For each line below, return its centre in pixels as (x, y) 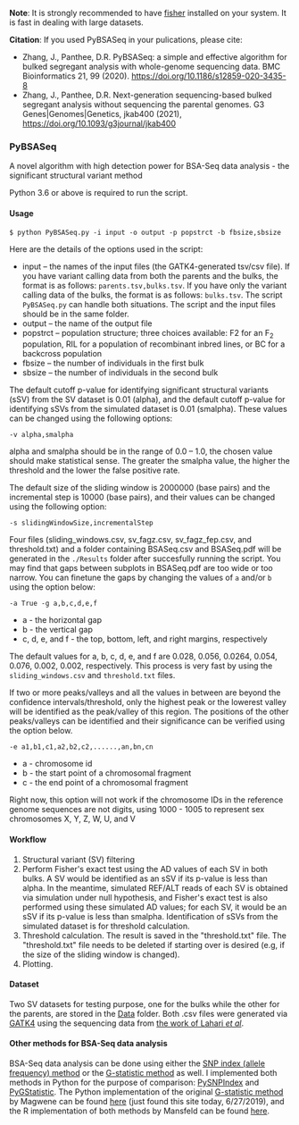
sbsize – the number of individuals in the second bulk (120, 373)
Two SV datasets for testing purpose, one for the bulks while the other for (145, 1003)
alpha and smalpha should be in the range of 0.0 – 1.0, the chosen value (141, 451)
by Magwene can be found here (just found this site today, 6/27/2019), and (147, 1101)
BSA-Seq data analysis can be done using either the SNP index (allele (137, 1063)
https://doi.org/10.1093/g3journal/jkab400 (99, 123)
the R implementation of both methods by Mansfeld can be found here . (140, 1111)
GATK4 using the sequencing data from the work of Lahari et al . (127, 1023)
